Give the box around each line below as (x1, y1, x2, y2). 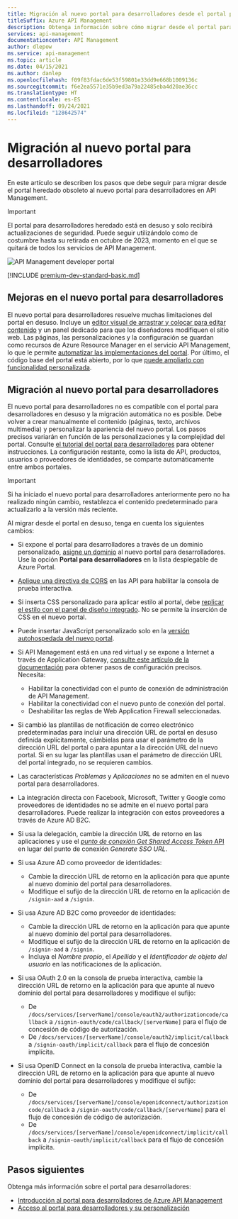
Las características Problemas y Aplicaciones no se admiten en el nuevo (17, 772, 229, 781)
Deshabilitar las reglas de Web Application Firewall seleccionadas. (28, 707, 222, 716)
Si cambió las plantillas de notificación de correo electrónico (17, 720, 195, 729)
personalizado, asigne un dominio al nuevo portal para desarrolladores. (17, 547, 226, 557)
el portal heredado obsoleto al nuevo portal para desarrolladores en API (7, 186, 217, 194)
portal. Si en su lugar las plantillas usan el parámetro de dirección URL (17, 751, 222, 759)
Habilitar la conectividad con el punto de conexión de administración (28, 684, 229, 693)
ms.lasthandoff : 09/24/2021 (7, 103, 91, 110)
